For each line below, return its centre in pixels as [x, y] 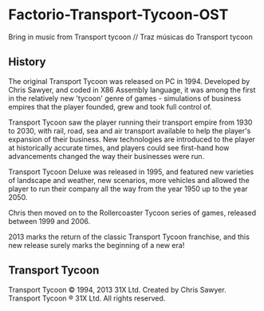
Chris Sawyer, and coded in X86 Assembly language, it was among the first [132, 90]
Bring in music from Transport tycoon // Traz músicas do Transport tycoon [131, 37]
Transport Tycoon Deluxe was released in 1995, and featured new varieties [131, 171]
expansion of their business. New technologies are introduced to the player [132, 139]
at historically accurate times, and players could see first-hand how [119, 148]
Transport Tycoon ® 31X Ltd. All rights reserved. [87, 298]
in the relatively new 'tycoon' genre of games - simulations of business [125, 98]
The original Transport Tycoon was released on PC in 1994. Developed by [129, 81]
